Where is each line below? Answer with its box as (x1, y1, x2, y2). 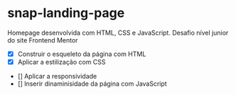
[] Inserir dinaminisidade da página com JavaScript (17, 79, 167, 88)
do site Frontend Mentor (7, 35, 78, 44)
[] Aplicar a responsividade (17, 72, 97, 81)
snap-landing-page (7, 5, 125, 21)
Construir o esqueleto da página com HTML (17, 50, 146, 58)
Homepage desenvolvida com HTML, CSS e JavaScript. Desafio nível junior (7, 28, 229, 37)
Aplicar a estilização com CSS (17, 58, 106, 66)
